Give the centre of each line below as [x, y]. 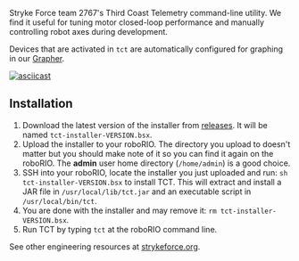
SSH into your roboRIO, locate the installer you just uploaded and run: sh [155, 172]
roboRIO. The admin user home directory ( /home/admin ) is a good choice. [156, 163]
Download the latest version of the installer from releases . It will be [145, 125]
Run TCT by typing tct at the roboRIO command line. [120, 229]
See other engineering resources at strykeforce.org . [105, 246]
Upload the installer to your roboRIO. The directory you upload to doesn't [156, 144]
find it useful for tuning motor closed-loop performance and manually [137, 22]
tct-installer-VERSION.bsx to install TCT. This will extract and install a [152, 182]
